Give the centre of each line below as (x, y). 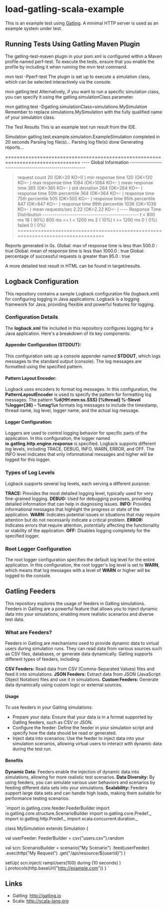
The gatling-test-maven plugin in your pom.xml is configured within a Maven (84, 56)
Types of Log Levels (30, 473)
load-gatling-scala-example (65, 9)
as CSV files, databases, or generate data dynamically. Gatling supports (79, 654)
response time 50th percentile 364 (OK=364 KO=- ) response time (86, 193)
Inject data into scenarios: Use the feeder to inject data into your (78, 738)
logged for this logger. (28, 460)
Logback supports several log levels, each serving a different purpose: (78, 484)
